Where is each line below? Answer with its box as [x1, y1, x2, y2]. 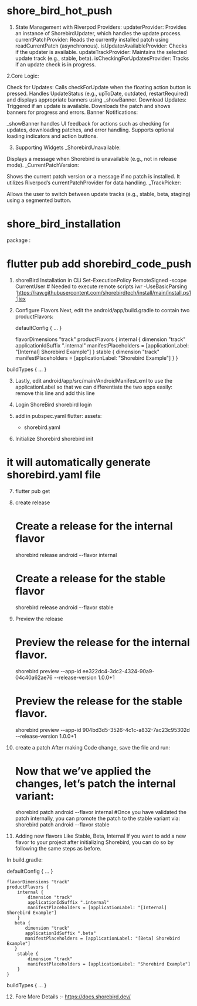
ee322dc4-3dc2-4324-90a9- [82, 667, 155, 674]
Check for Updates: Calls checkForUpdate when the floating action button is [6, 83, 191, 90]
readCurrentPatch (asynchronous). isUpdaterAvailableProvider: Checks [15, 42, 188, 49]
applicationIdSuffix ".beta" [25, 930, 96, 937]
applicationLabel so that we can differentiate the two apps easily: [15, 383, 172, 390]
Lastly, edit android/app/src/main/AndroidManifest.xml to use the [15, 377, 172, 384]
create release [15, 499, 50, 506]
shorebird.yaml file [6, 468, 101, 481]
